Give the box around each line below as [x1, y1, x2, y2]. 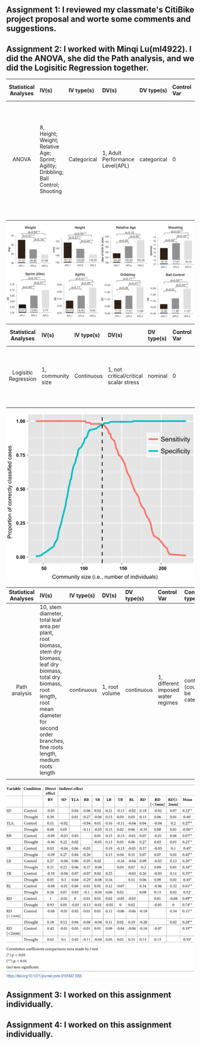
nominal [148, 372, 167, 380]
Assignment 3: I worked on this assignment [6, 990, 172, 1000]
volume [102, 689, 121, 697]
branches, [39, 737, 65, 745]
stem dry [39, 648, 62, 655]
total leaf [39, 616, 62, 624]
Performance [102, 156, 135, 163]
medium [39, 757, 60, 764]
